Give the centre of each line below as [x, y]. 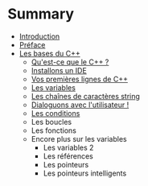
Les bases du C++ [50, 53]
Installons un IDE [59, 70]
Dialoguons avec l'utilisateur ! [80, 105]
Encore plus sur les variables [79, 138]
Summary [41, 14]
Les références [68, 156]
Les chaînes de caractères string [85, 96]
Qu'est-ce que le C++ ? [70, 62]
